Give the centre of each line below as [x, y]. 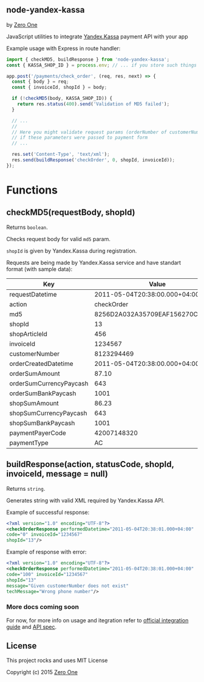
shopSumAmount [34, 403]
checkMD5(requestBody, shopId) [71, 213]
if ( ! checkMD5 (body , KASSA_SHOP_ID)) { [62, 99]
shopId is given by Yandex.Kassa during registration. [72, 251]
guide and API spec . [32, 627]
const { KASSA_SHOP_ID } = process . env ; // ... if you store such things [102, 65]
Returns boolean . [27, 227]
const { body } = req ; [40, 82]
